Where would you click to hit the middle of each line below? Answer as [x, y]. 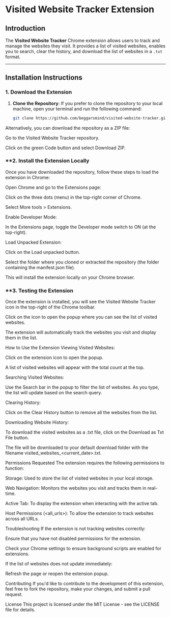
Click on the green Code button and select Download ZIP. [65, 148]
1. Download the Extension [39, 92]
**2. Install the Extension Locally [47, 161]
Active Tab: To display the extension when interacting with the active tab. [82, 504]
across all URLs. [22, 519]
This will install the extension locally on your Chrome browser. [70, 277]
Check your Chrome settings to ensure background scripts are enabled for [83, 549]
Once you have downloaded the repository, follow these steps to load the [82, 172]
